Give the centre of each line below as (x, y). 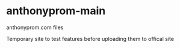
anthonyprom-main (56, 11)
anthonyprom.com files (35, 27)
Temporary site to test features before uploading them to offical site (90, 39)
